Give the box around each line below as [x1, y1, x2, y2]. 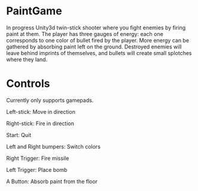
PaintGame [6, 4, 62, 18]
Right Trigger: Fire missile [6, 154, 69, 162]
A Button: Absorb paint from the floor [6, 178, 98, 185]
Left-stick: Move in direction [6, 108, 76, 115]
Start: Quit [6, 131, 32, 138]
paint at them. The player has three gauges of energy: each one [6, 30, 163, 37]
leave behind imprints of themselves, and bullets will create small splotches [6, 49, 192, 56]
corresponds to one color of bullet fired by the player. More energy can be [6, 37, 190, 44]
